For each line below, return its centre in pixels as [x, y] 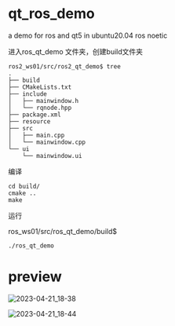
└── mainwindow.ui [52, 156]
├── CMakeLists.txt [40, 87]
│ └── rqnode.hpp [40, 108]
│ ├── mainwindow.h [44, 101]
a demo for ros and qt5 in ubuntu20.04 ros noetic [88, 35]
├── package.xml [35, 115]
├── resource [29, 121]
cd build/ [24, 186]
